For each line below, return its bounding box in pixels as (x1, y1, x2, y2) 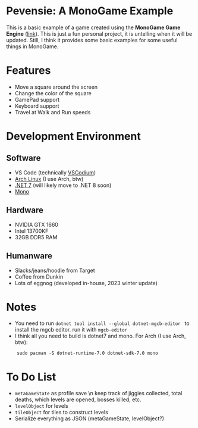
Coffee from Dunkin (14, 273, 64, 280)
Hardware (6, 205, 43, 215)
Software (6, 153, 41, 163)
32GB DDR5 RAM (14, 233, 58, 240)
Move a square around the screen (14, 83, 98, 90)
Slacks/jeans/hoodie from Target (14, 267, 95, 274)
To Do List (6, 370, 56, 383)
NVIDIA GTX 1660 (14, 221, 58, 228)
